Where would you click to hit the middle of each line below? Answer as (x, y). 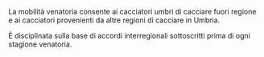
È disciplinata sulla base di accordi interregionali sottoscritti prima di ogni (130, 36)
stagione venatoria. (40, 44)
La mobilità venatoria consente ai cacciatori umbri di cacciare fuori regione (132, 12)
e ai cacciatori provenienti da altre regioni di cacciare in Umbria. (114, 20)
